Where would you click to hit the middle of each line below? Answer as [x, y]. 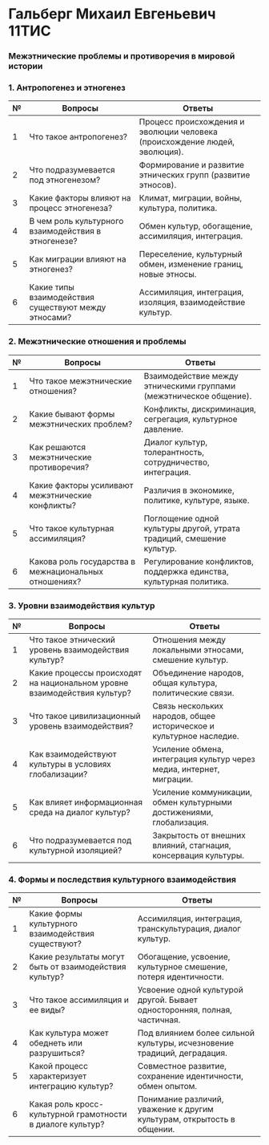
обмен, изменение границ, [191, 264]
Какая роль [51, 1104]
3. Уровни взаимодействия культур [82, 605]
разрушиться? [57, 1054]
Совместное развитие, [182, 1066]
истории [26, 67]
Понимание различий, [181, 1099]
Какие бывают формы [72, 414]
